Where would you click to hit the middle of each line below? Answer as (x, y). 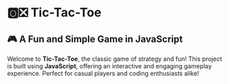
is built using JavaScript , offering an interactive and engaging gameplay (109, 66)
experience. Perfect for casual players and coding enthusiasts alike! (103, 73)
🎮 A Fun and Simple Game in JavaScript (95, 39)
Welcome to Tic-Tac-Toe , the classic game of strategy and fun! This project (115, 59)
